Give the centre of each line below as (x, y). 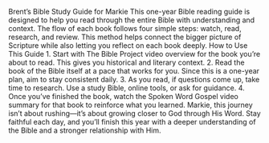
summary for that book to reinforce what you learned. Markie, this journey (130, 105)
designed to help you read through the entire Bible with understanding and (132, 20)
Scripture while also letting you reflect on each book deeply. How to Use (128, 46)
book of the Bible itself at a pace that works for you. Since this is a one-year (134, 71)
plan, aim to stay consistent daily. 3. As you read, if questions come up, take (134, 79)
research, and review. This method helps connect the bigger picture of (125, 37)
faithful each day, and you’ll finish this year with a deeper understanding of (132, 122)
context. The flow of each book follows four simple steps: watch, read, (125, 28)
